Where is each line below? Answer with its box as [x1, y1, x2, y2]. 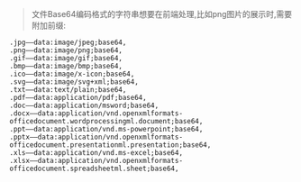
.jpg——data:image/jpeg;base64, [9, 38, 127, 47]
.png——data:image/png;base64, [9, 46, 123, 55]
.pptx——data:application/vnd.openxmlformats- [9, 132, 183, 141]
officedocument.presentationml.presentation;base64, [9, 141, 212, 150]
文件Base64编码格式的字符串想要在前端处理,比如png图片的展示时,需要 [31, 9, 293, 19]
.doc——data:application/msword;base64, [9, 101, 160, 110]
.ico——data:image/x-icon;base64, [9, 69, 135, 78]
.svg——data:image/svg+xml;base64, [9, 77, 140, 86]
